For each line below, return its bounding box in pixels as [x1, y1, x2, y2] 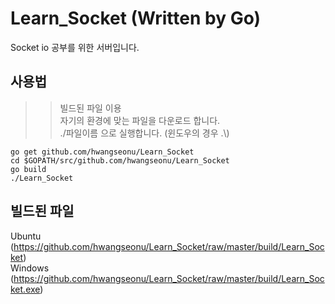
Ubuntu [10, 230, 42, 242]
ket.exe [10, 283, 41, 295]
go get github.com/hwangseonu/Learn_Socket [10, 147, 195, 157]
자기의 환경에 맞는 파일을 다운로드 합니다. [59, 114, 221, 126]
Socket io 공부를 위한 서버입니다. [10, 41, 140, 53]
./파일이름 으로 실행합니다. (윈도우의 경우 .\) [59, 127, 230, 139]
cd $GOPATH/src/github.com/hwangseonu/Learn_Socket [10, 155, 230, 166]
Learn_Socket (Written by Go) [10, 7, 262, 30]
